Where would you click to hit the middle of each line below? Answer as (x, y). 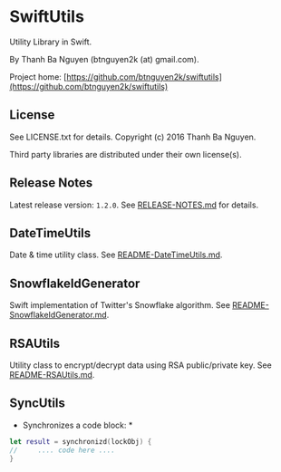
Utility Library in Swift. (51, 42)
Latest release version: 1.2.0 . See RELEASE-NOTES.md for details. (134, 205)
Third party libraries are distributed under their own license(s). (126, 154)
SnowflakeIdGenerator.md (58, 315)
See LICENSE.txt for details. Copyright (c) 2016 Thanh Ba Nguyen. (133, 137)
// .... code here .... (63, 450)
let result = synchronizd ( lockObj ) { (81, 441)
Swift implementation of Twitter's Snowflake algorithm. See (120, 305)
